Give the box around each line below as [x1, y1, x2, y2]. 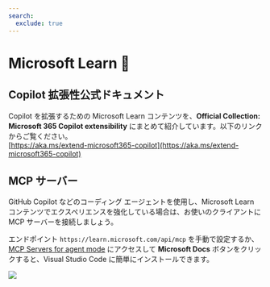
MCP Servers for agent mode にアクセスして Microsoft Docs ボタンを [8, 244, 241, 254]
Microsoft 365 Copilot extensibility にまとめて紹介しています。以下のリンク [8, 121, 263, 131]
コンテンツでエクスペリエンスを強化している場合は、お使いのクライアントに [8, 207, 262, 217]
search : [8, 11, 35, 20]
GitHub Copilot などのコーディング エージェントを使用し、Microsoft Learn [8, 197, 255, 206]
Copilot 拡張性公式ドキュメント [8, 88, 165, 102]
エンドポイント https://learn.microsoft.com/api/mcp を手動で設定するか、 [8, 235, 260, 244]
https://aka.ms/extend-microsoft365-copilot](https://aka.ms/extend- [10, 140, 239, 150]
